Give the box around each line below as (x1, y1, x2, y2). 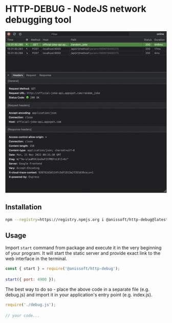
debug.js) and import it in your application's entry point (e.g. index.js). (5, 292, 153, 298)
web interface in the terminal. (5, 255, 68, 262)
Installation (5, 203, 42, 211)
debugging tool (5, 14, 72, 26)
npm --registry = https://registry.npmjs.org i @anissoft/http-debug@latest (5, 217, 168, 222)
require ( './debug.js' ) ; (5, 303, 56, 308)
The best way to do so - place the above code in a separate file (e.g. (5, 286, 149, 292)
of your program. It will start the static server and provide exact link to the (5, 250, 161, 256)
